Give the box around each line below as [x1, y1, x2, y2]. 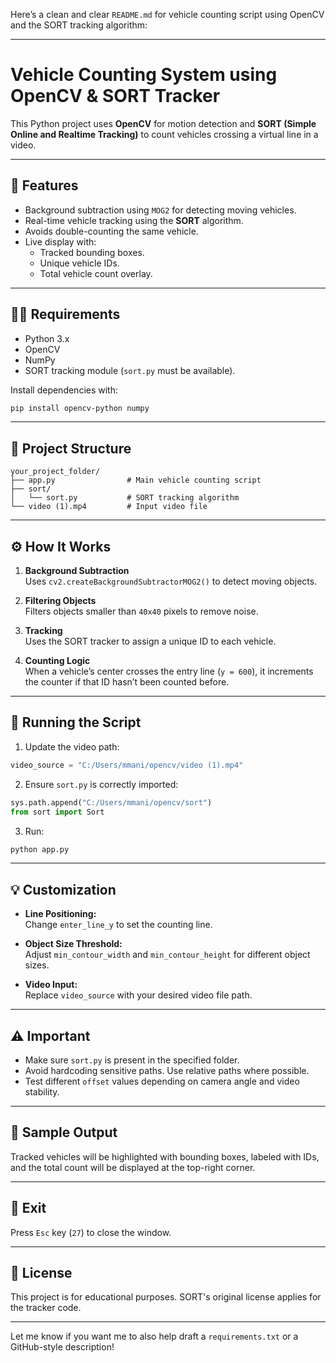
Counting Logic [24, 655, 91, 667]
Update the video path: [24, 740, 120, 753]
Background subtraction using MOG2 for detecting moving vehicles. [24, 204, 297, 216]
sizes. [24, 959, 50, 971]
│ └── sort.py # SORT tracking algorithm [10, 493, 240, 503]
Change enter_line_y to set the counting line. [24, 919, 213, 931]
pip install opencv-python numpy [10, 403, 150, 413]
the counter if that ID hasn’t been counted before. [24, 676, 230, 688]
